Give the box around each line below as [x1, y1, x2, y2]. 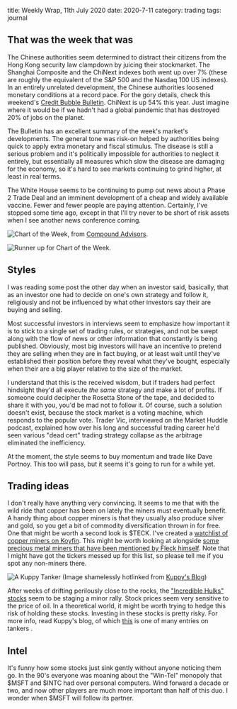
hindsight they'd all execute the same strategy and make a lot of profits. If [7, 386, 222, 394]
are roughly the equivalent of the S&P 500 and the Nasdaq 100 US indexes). [7, 75, 229, 84]
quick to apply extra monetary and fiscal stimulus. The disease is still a [7, 142, 214, 150]
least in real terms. [7, 172, 62, 180]
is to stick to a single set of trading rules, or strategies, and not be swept [7, 326, 218, 335]
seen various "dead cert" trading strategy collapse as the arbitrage [7, 430, 203, 439]
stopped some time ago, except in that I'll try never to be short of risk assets [7, 208, 230, 217]
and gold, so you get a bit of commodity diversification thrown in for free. [7, 521, 221, 530]
